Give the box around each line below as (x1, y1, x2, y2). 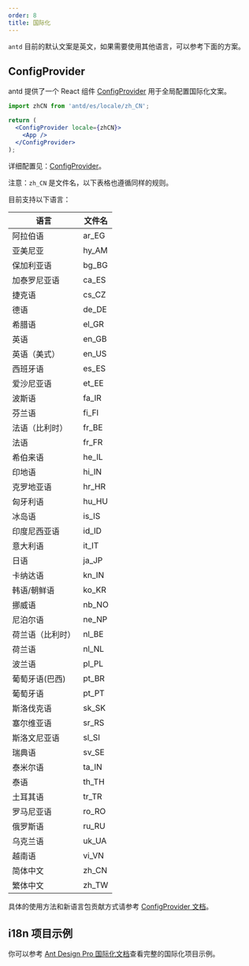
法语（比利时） (12, 422, 69, 433)
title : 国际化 (8, 19, 51, 27)
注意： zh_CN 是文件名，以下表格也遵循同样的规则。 (8, 178, 173, 187)
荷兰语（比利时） (12, 629, 76, 640)
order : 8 (8, 11, 37, 20)
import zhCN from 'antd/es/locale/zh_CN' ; (8, 102, 150, 110)
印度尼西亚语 (12, 525, 61, 536)
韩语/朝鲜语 (12, 584, 55, 595)
